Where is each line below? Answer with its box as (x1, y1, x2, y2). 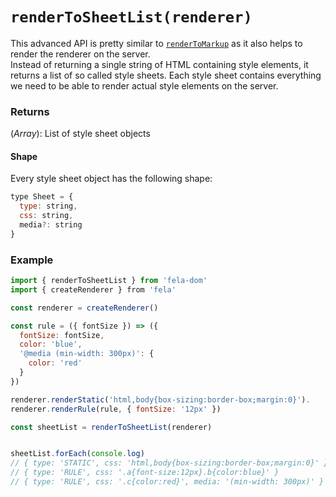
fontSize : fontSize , (19, 330, 105, 340)
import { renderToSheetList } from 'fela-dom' (10, 276, 208, 286)
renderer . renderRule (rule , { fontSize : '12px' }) (10, 404, 222, 414)
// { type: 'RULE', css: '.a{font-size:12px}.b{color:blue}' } (10, 468, 280, 478)
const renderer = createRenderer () (10, 303, 159, 313)
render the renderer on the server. (10, 48, 151, 60)
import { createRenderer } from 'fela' (10, 284, 177, 295)
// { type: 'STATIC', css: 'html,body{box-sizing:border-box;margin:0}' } (10, 458, 329, 468)
